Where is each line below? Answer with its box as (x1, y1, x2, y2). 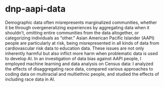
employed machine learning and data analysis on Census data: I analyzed (5, 61, 153, 67)
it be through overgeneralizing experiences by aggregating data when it (5, 24, 150, 30)
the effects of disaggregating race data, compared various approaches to (5, 66, 153, 71)
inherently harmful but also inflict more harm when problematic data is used (5, 50, 158, 56)
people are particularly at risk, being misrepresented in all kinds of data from (5, 40, 160, 46)
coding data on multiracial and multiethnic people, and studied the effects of (5, 71, 159, 77)
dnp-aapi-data (5, 3, 66, 15)
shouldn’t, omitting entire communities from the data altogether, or (5, 30, 139, 35)
